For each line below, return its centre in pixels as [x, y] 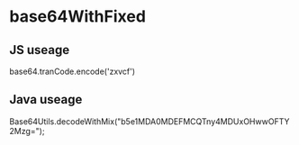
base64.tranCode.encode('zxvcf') [72, 71]
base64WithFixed [78, 17]
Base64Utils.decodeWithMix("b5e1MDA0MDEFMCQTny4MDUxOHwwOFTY [149, 121]
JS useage [40, 50]
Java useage [46, 100]
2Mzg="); [27, 131]
